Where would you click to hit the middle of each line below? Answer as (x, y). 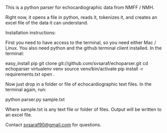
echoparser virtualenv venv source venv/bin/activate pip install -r (74, 69)
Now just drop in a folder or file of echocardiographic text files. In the (78, 84)
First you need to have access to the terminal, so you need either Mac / (81, 42)
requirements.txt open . (30, 74)
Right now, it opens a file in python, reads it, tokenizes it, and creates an (81, 17)
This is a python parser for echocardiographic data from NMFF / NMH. (80, 7)
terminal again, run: (26, 90)
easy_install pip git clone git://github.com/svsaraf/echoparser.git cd (77, 63)
